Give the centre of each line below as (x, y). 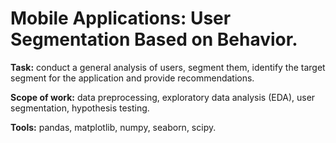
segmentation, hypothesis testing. (80, 108)
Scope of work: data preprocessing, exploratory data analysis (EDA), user (163, 97)
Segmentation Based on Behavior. (154, 39)
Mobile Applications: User (121, 18)
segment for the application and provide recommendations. (132, 78)
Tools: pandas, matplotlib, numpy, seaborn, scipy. (113, 127)
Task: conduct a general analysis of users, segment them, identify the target (168, 67)
